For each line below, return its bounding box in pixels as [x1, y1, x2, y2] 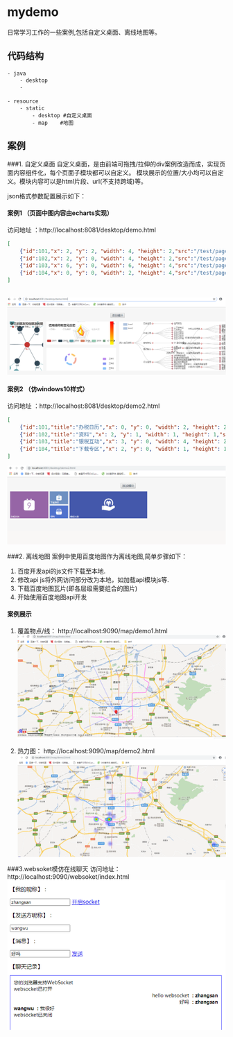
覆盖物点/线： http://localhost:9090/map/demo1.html [17, 626, 168, 635]
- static [19, 105, 45, 112]
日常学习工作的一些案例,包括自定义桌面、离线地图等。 [7, 28, 162, 36]
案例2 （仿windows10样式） [7, 385, 89, 393]
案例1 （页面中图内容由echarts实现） [7, 209, 113, 217]
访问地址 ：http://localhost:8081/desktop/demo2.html [7, 402, 160, 410]
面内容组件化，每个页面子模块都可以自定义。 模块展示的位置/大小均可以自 [7, 168, 218, 177]
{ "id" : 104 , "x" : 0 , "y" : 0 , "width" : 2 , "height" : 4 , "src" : [19, 270, 194, 277]
